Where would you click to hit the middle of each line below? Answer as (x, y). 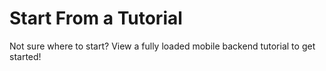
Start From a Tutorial (96, 18)
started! (25, 56)
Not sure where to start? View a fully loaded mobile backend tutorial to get (162, 46)
